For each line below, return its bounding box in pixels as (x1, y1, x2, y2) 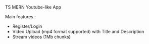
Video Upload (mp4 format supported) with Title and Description (12, 29, 145, 34)
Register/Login (12, 23, 43, 29)
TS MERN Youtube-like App (5, 4, 61, 10)
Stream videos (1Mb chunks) (12, 34, 71, 40)
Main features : (5, 14, 36, 19)
